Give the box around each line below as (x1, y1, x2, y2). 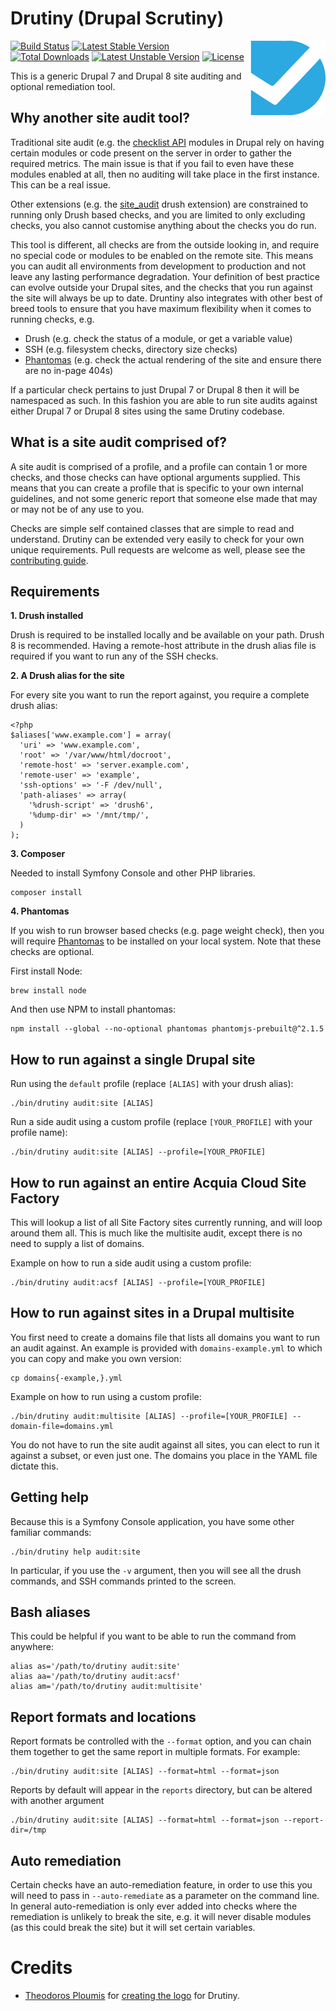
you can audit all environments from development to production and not (10, 260, 306, 272)
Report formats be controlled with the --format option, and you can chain (10, 1735, 312, 1747)
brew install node (10, 986, 87, 996)
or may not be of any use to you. (10, 503, 145, 515)
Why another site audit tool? (10, 110, 191, 127)
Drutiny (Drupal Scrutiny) (10, 7, 225, 30)
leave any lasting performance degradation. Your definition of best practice (10, 270, 320, 282)
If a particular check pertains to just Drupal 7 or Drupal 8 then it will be (10, 383, 300, 396)
